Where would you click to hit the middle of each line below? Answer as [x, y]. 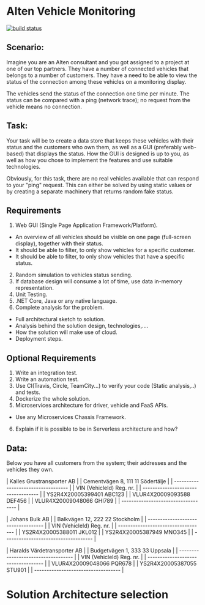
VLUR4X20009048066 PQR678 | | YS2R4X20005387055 [124, 563]
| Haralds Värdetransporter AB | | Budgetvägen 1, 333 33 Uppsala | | [92, 551]
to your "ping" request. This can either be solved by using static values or [99, 185]
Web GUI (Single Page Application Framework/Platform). [86, 225]
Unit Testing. [31, 294]
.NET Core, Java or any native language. [66, 301]
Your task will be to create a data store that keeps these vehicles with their [100, 140]
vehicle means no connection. [44, 106]
